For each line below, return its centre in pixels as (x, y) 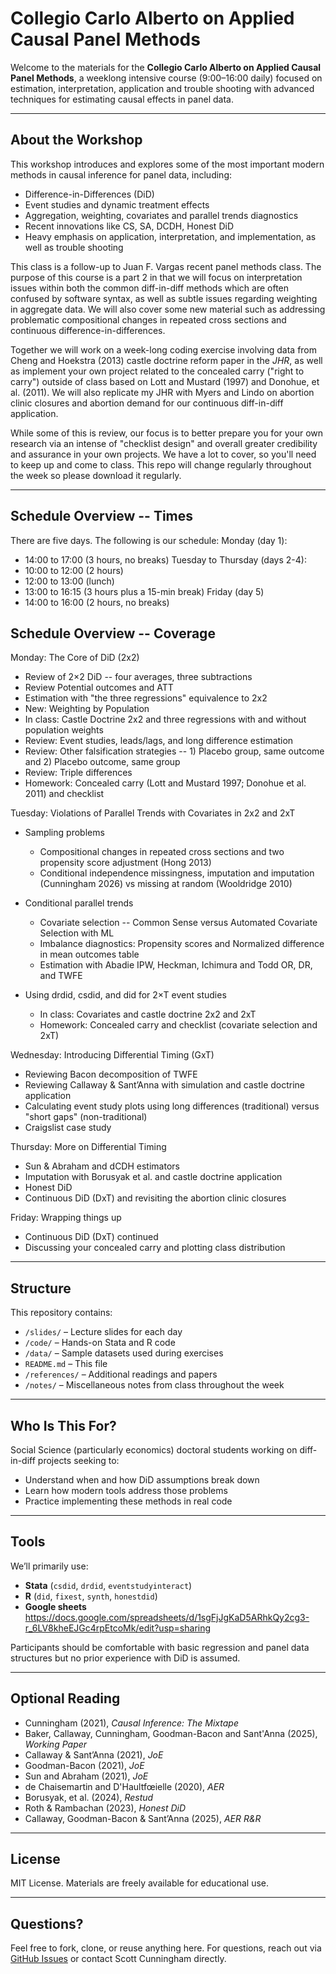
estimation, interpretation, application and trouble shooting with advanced (162, 88)
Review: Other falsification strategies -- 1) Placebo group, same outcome (174, 751)
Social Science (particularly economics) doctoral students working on (154, 1450)
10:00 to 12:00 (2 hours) (74, 570)
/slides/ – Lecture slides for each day (103, 1332)
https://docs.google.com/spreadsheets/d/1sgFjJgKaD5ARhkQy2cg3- (167, 1617)
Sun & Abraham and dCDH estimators (102, 1166)
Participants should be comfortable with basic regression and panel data (160, 1647)
